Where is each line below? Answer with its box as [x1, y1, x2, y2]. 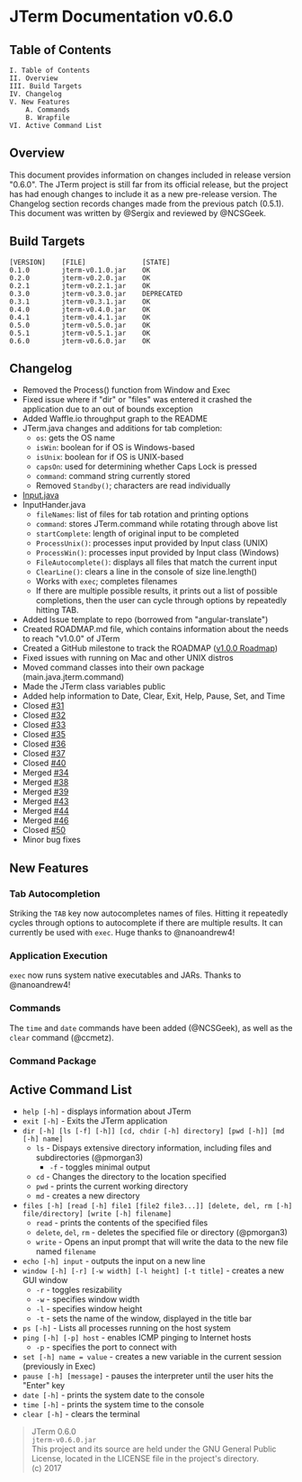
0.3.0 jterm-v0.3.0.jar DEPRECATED [9, 289, 182, 298]
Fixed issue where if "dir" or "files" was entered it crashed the [22, 394, 253, 405]
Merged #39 [22, 786, 69, 798]
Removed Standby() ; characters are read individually [35, 480, 231, 492]
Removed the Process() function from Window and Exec [22, 384, 231, 395]
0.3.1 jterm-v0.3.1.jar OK [9, 297, 151, 306]
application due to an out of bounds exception [22, 403, 193, 415]
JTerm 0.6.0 [31, 1426, 76, 1437]
